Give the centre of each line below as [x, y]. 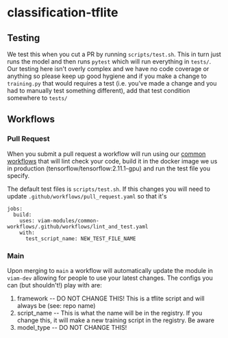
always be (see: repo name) [56, 305]
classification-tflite [63, 13]
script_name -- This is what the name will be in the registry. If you [110, 313]
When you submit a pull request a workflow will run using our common [106, 154]
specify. [18, 175]
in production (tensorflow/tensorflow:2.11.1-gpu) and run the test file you [109, 168]
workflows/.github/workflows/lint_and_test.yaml [78, 226]
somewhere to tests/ [37, 98]
